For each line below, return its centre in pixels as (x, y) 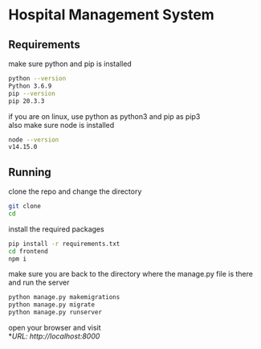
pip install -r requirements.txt (64, 244)
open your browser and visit (55, 328)
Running (30, 172)
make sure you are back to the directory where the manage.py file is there (130, 274)
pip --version (32, 93)
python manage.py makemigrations (64, 298)
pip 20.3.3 (27, 101)
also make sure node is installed (61, 125)
